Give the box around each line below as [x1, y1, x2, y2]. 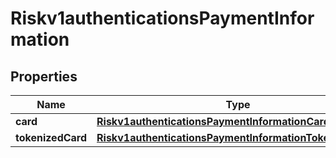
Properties [10, 68, 78, 85]
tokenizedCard [15, 131, 88, 144]
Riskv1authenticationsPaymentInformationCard [96, 115, 330, 128]
